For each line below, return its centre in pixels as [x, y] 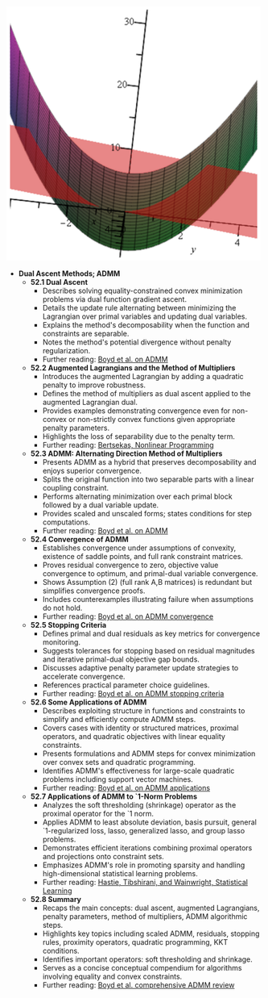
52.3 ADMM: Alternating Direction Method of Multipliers [126, 453]
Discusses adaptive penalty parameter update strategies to [140, 668]
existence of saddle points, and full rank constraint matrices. [143, 556]
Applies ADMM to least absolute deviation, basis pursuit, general [150, 822]
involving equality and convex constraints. [112, 976]
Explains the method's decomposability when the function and [146, 325]
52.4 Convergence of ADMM [79, 539]
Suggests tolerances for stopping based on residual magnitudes [148, 651]
